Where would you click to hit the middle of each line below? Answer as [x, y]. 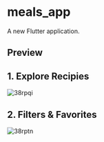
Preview [25, 53]
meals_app [39, 12]
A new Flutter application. [43, 31]
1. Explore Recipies [48, 76]
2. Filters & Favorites [52, 114]
